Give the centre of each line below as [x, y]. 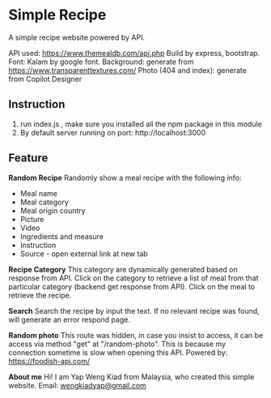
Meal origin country [53, 210]
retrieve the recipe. [40, 295]
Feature [28, 158]
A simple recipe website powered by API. [77, 37]
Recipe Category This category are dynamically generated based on [123, 269]
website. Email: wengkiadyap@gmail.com [78, 385]
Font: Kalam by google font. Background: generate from [101, 62]
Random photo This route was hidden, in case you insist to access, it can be [136, 335]
